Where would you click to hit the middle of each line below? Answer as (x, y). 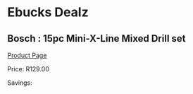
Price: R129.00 (28, 69)
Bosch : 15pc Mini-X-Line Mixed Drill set (96, 39)
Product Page (27, 55)
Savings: (20, 83)
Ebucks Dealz (48, 12)
